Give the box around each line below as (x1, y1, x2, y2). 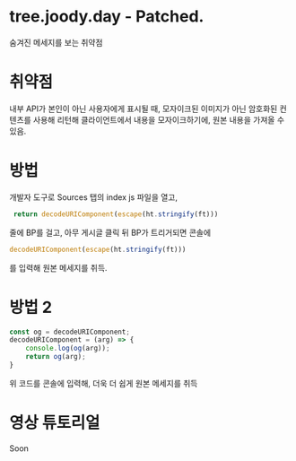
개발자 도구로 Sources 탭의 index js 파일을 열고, (9, 191, 178, 203)
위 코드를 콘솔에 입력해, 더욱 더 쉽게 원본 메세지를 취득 (9, 378, 198, 388)
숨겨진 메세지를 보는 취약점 (9, 37, 103, 48)
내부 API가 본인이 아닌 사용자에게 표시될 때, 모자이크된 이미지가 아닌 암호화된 (9, 103, 278, 114)
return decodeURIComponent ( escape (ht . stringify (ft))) (13, 209, 219, 219)
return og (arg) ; (25, 352, 87, 361)
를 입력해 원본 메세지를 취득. (9, 262, 108, 273)
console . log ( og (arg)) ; (25, 344, 110, 353)
